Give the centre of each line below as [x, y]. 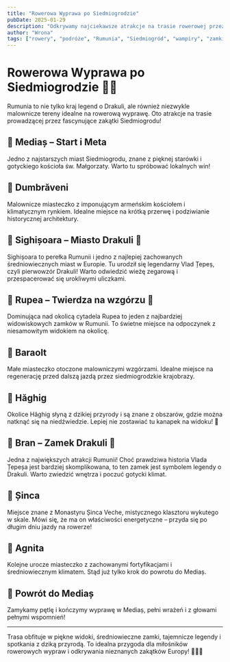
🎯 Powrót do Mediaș [51, 593]
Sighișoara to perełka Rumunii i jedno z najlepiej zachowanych [95, 257]
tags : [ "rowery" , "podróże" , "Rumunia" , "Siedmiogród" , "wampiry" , [105, 39]
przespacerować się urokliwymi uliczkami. [67, 279]
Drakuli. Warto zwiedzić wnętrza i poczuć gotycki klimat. [87, 474]
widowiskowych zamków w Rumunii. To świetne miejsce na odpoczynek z [112, 324]
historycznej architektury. [43, 218]
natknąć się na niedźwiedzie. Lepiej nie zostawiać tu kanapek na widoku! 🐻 [113, 421]
